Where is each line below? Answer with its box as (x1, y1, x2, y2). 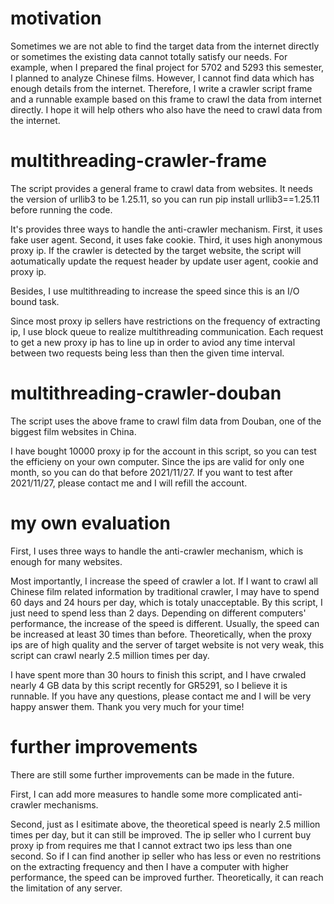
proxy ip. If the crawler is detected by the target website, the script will (10, 244, 302, 256)
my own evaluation (10, 512, 171, 534)
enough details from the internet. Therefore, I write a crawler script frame (10, 82, 313, 94)
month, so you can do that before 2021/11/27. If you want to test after (10, 466, 293, 478)
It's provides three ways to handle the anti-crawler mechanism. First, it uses (10, 223, 323, 235)
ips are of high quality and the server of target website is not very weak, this (10, 638, 325, 651)
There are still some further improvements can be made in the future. (10, 768, 295, 781)
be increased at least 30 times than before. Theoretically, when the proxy (10, 628, 312, 640)
